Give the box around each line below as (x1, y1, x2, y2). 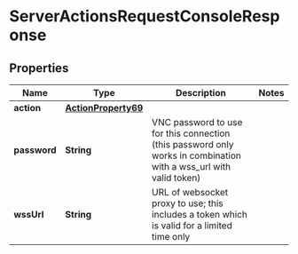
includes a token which (152, 209, 248, 220)
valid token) (152, 171, 201, 184)
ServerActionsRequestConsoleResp (9, 6, 280, 27)
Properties (9, 60, 69, 75)
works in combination (152, 149, 241, 162)
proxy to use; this (152, 197, 223, 210)
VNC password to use (152, 116, 243, 128)
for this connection (152, 127, 231, 139)
